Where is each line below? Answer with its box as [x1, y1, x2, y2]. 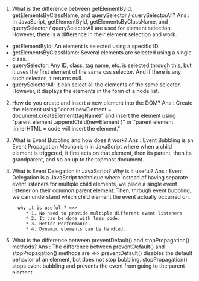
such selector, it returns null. [11, 75, 83, 82]
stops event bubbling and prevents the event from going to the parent [11, 262, 185, 270]
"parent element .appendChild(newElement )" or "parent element [11, 118, 174, 126]
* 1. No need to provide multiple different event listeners [25, 210, 183, 216]
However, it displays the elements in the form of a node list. [11, 88, 160, 94]
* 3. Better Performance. [25, 221, 91, 227]
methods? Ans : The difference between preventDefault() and [11, 243, 165, 250]
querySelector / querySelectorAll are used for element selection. [11, 24, 172, 31]
